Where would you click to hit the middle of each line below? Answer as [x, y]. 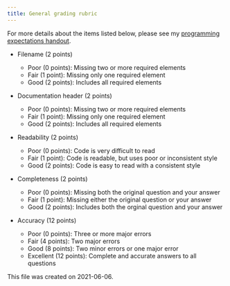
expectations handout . [39, 41]
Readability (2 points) [47, 137]
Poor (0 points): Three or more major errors [89, 233]
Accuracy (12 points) [47, 220]
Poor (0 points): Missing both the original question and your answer [124, 192]
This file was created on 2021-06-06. [60, 276]
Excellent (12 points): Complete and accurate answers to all [112, 256]
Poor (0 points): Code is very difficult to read [91, 150]
